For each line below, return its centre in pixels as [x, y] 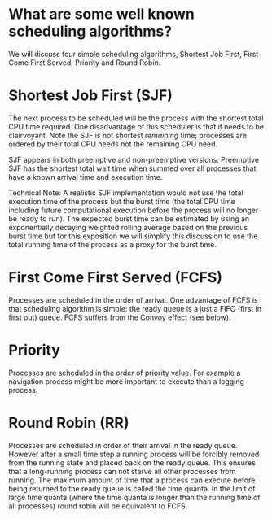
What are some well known [102, 14]
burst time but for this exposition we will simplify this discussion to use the [133, 236]
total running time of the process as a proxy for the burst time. [113, 244]
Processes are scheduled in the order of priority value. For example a [125, 373]
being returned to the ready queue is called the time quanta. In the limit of [132, 488]
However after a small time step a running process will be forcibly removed [134, 454]
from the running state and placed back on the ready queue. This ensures [132, 462]
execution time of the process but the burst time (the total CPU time [122, 201]
